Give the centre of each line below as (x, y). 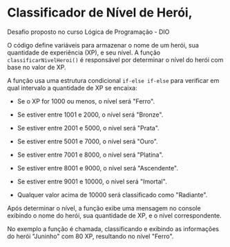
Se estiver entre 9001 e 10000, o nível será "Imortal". (92, 181)
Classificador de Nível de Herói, (100, 13)
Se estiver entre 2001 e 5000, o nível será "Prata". (88, 128)
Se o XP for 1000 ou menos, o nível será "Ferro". (86, 101)
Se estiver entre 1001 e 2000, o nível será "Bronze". (90, 115)
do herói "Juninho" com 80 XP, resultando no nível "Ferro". (90, 236)
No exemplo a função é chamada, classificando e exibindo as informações (113, 228)
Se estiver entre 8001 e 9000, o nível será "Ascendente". (97, 168)
